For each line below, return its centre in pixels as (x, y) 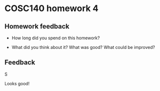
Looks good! (17, 83)
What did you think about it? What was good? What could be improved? (83, 47)
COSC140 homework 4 (52, 8)
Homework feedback (37, 26)
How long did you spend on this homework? (56, 38)
